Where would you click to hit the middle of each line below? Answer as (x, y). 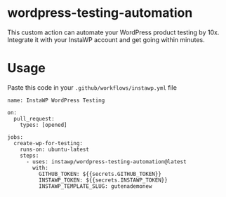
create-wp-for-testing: (48, 143)
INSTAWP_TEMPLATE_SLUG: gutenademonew (95, 186)
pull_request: (34, 118)
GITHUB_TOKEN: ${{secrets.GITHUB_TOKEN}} (100, 174)
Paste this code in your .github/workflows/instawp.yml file (92, 87)
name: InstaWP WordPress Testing (56, 100)
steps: (29, 156)
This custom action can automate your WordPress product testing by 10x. (113, 32)
